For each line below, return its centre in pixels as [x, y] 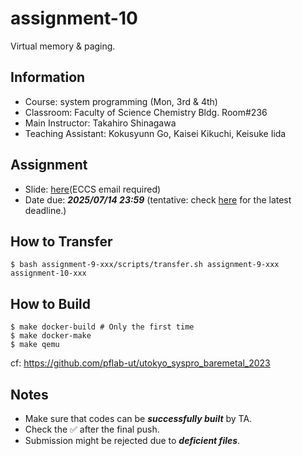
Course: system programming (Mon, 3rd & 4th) [121, 101]
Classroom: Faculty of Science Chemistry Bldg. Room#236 [146, 112]
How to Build [51, 303]
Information [48, 77]
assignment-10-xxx [48, 273]
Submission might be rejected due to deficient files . [132, 440]
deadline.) [45, 210]
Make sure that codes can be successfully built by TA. [138, 418]
